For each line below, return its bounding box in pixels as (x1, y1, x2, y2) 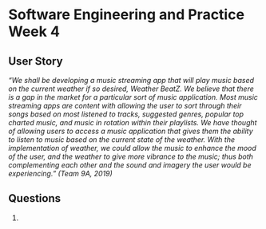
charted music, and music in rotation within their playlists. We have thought (8, 118, 257, 127)
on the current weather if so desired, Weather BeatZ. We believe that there (8, 84, 254, 93)
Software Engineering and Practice (8, 6, 245, 24)
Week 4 (8, 22, 60, 41)
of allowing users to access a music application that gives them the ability (8, 126, 253, 136)
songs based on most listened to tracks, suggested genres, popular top (8, 109, 244, 119)
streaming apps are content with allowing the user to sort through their (8, 101, 242, 110)
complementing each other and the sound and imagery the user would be (8, 160, 252, 169)
